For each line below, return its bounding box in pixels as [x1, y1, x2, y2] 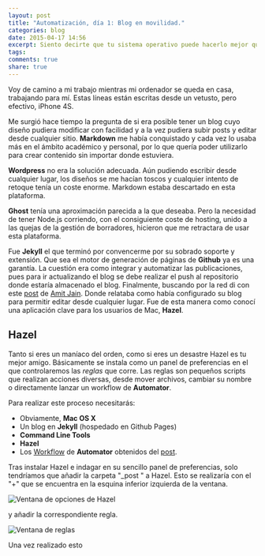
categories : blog [8, 26, 65, 34]
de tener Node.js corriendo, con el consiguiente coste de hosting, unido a [8, 214, 248, 224]
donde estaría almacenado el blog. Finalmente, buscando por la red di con [8, 280, 250, 289]
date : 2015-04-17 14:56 [8, 33, 87, 42]
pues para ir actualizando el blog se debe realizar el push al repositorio [8, 272, 239, 281]
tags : [8, 48, 26, 56]
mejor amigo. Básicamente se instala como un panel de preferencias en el [8, 357, 248, 367]
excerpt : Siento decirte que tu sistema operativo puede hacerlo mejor [8, 41, 248, 49]
